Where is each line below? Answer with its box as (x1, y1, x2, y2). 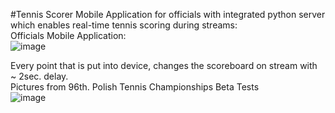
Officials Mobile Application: (10, 30, 127, 41)
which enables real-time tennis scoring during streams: (10, 19, 238, 31)
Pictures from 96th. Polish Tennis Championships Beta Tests (10, 81, 260, 93)
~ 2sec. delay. (10, 70, 69, 82)
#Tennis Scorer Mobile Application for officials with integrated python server (10, 9, 326, 20)
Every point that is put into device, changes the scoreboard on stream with (10, 60, 318, 71)
